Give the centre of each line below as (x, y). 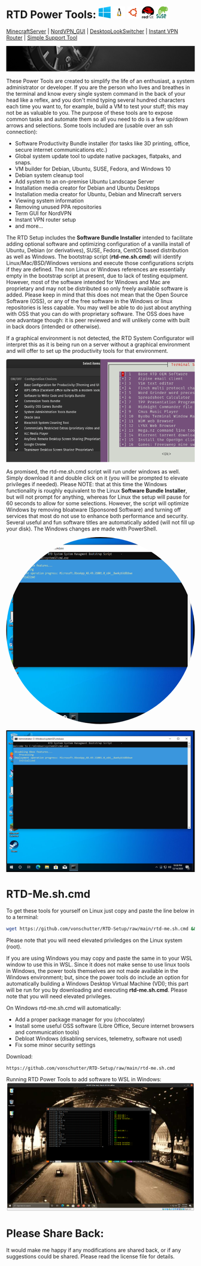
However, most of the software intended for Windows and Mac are (88, 282)
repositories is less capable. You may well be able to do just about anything (99, 307)
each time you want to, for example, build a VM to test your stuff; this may (97, 106)
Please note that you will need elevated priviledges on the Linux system (94, 940)
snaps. (23, 162)
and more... (29, 226)
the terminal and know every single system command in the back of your (96, 93)
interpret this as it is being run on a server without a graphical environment (98, 344)
